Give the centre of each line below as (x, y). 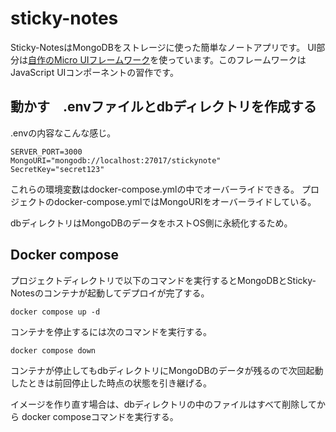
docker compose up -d (55, 312)
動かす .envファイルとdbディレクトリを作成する (163, 107)
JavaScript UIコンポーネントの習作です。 (94, 72)
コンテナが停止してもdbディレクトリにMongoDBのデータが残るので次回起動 (167, 370)
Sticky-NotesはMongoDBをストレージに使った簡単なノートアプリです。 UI (163, 47)
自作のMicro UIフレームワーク (89, 59)
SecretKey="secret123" (57, 169)
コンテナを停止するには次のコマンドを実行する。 (111, 331)
